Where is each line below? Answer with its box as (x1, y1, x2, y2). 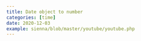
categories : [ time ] (6, 14, 56, 20)
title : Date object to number (6, 8, 84, 15)
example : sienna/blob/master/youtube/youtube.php (6, 25, 136, 32)
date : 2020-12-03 (6, 20, 51, 26)
